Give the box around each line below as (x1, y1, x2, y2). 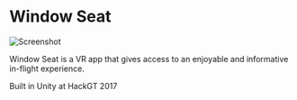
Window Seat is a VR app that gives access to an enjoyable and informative (9, 53, 289, 64)
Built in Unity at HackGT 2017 (9, 80, 118, 91)
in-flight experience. (9, 63, 85, 74)
